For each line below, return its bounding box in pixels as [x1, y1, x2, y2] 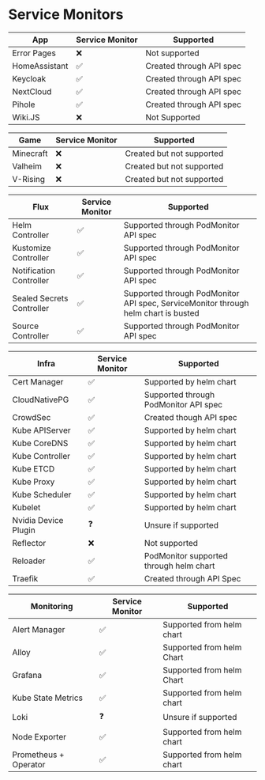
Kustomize [12, 242, 51, 253]
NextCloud [12, 85, 52, 97]
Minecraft [12, 148, 48, 159]
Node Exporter [12, 731, 67, 742]
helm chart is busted [123, 307, 200, 318]
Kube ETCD [12, 463, 55, 474]
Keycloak [12, 73, 47, 84]
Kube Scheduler [12, 489, 72, 500]
